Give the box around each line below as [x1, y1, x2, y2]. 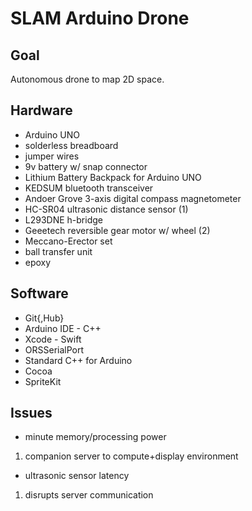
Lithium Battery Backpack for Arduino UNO [24, 171, 202, 183]
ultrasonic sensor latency [24, 470, 130, 482]
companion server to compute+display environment [24, 450, 239, 462]
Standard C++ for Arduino [24, 354, 133, 366]
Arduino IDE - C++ [24, 322, 102, 334]
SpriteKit [24, 375, 62, 387]
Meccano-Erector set [24, 235, 113, 247]
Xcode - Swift [24, 333, 82, 345]
